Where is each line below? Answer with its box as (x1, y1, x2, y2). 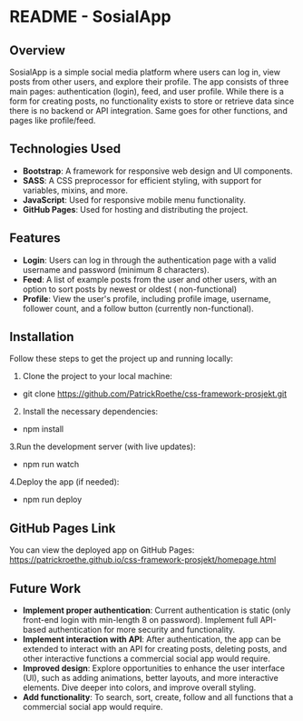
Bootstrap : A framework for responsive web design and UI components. (22, 165, 293, 176)
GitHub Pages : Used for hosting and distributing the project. (22, 204, 249, 215)
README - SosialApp (9, 6, 171, 27)
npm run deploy (22, 494, 83, 506)
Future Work (9, 580, 82, 596)
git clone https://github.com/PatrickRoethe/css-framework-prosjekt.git (22, 388, 288, 399)
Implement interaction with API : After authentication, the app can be (22, 634, 281, 645)
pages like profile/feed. (9, 115, 96, 125)
